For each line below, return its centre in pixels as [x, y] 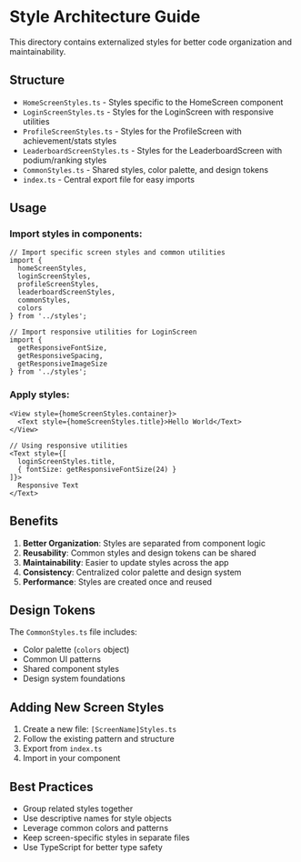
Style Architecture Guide [105, 17]
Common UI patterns [62, 659]
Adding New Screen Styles [87, 707]
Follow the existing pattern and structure [98, 739]
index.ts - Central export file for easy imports [109, 179]
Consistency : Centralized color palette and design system [132, 572]
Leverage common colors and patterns [95, 827]
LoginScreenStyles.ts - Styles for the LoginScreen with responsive [148, 112]
